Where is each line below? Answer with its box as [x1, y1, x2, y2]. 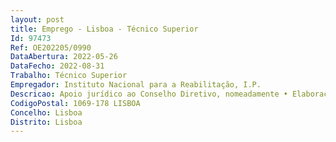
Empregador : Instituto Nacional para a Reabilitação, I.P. [10, 80, 262, 90]
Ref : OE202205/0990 [10, 42, 92, 53]
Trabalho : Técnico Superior [10, 71, 128, 81]
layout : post [10, 14, 65, 25]
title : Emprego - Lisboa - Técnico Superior [10, 24, 199, 34]
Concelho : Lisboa [10, 107, 83, 118]
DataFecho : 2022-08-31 [10, 61, 105, 71]
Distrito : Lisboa [10, 117, 83, 127]
